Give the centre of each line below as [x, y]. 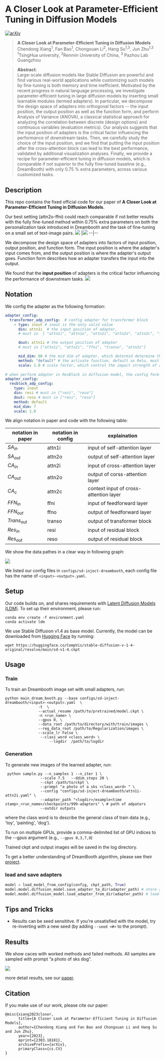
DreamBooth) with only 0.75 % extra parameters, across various [82, 169]
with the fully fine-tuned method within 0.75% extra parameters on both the [82, 222]
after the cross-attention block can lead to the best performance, [83, 148]
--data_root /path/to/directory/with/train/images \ [93, 724]
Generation [19, 754]
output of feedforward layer [120, 512]
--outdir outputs [58, 808]
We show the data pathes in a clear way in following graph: [65, 551]
